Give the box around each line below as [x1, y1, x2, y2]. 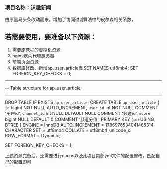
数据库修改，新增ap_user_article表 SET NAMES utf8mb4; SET [12, 65, 139, 71]
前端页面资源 [12, 59, 39, 65]
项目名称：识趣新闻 [5, 4, 51, 11]
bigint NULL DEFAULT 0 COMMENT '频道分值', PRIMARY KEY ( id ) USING [5, 116, 154, 122]
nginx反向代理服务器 [12, 53, 55, 59]
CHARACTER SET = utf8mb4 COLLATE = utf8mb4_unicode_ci [5, 127, 132, 133]
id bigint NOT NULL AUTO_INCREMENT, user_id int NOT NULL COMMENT [5, 105, 159, 111]
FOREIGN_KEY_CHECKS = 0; [12, 71, 72, 77]
